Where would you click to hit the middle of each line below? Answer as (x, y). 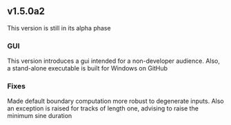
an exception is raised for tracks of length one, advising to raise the (103, 108)
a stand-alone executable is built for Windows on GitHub (87, 68)
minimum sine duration (40, 116)
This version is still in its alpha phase (59, 28)
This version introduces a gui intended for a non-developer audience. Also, (114, 61)
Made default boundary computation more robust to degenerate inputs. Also (115, 101)
